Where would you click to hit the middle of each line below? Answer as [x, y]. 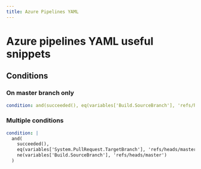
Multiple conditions [35, 121]
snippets [28, 54]
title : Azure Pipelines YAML [42, 12]
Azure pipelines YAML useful [80, 41]
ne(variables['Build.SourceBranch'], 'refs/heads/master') [92, 155]
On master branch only [40, 93]
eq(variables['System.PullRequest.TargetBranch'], [81, 150]
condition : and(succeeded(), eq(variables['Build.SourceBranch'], [91, 105]
